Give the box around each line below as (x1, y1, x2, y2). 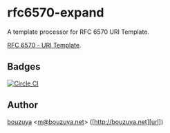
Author (7, 99, 38, 111)
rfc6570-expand (7, 5, 105, 21)
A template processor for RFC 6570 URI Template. (7, 28, 150, 36)
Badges (7, 61, 41, 73)
